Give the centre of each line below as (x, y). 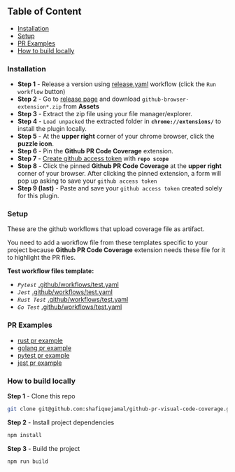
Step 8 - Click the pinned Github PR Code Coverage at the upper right (119, 166)
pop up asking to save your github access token (87, 181)
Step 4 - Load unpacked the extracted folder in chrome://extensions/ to (119, 121)
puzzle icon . (36, 144)
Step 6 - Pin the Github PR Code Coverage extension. (95, 151)
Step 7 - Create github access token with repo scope (93, 159)
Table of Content (44, 12)
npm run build (28, 461)
